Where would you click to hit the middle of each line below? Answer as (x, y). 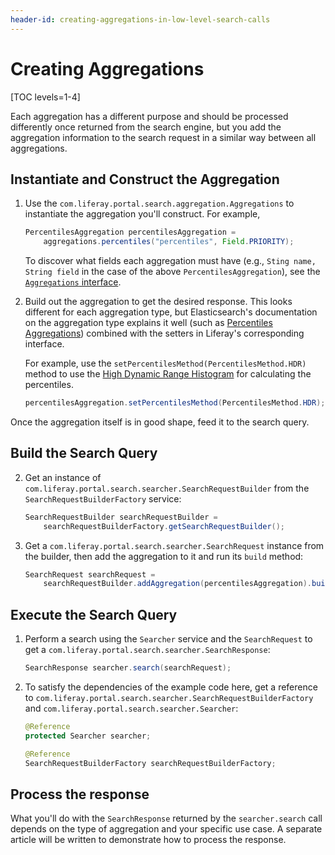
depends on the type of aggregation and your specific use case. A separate (166, 829)
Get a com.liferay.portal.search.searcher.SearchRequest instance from (174, 545)
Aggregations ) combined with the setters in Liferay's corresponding (164, 333)
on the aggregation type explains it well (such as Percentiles (148, 323)
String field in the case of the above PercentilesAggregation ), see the (172, 272)
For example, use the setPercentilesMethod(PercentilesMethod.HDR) (165, 363)
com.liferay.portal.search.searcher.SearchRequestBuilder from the (167, 488)
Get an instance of (63, 477)
